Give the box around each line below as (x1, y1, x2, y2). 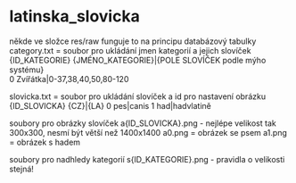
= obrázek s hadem (9, 137, 81, 147)
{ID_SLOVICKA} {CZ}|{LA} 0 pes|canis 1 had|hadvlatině (9, 100, 211, 111)
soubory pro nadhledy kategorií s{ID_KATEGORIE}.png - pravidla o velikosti (9, 154, 285, 164)
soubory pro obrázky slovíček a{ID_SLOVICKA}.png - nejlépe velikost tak (9, 118, 276, 129)
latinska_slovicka (9, 6, 140, 27)
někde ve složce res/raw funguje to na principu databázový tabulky (9, 36, 257, 46)
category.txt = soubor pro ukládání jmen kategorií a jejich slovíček (9, 45, 251, 55)
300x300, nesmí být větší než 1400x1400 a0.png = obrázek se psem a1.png (9, 127, 288, 137)
